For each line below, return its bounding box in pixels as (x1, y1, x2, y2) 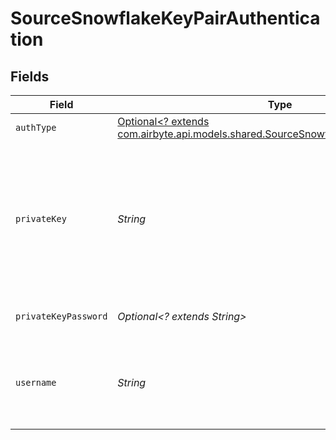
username (15, 377, 57, 388)
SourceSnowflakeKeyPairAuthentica (10, 7, 321, 30)
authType (15, 122, 57, 133)
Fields (10, 68, 50, 85)
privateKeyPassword (15, 311, 108, 322)
